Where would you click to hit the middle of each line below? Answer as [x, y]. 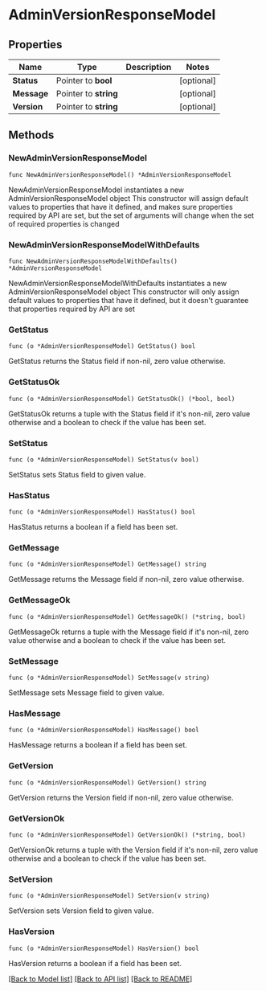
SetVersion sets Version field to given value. [81, 911]
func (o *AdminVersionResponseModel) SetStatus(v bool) [104, 460]
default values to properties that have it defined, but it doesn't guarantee [129, 300]
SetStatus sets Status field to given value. [77, 474]
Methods [31, 135]
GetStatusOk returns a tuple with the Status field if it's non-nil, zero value [129, 414]
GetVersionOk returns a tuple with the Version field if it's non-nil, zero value [133, 850]
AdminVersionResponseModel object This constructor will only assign [124, 292]
